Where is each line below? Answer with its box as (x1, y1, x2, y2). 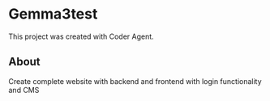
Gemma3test (8, 5, 98, 23)
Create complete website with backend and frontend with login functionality (8, 76, 262, 86)
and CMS (8, 85, 40, 95)
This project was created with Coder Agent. (8, 32, 154, 41)
